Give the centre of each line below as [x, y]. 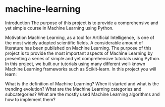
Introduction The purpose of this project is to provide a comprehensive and [82, 23]
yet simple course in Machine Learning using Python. [59, 28]
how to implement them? [30, 99]
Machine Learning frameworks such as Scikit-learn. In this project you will [81, 69]
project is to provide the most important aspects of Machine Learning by [79, 53]
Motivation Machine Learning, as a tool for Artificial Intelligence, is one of [80, 37]
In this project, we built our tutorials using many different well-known [75, 64]
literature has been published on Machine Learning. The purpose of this [79, 48]
